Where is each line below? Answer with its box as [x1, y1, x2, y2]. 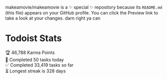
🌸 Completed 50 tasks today [5, 56, 64, 62]
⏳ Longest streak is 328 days [5, 67, 66, 74]
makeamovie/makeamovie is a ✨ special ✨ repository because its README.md [5, 4, 162, 10]
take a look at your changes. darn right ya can [5, 15, 101, 21]
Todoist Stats [5, 32, 62, 44]
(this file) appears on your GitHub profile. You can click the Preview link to [5, 10, 158, 15]
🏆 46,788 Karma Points [5, 49, 55, 55]
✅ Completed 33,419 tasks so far [5, 62, 74, 68]
